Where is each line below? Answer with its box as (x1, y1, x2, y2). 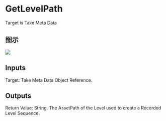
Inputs (5, 64, 26, 72)
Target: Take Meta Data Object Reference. (5, 77, 93, 83)
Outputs (5, 91, 32, 100)
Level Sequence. (5, 110, 40, 116)
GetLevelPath (5, 3, 63, 15)
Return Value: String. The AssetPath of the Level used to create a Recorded (5, 105, 161, 111)
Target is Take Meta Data (5, 20, 57, 26)
